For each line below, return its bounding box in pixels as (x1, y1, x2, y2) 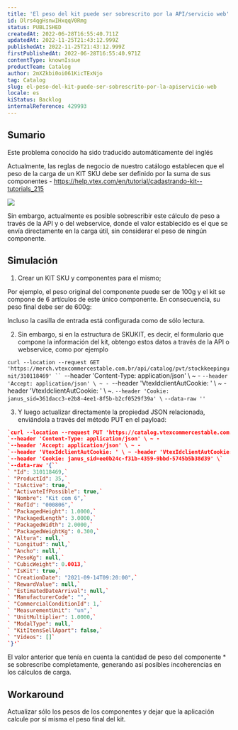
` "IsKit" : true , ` (7, 567, 62, 574)
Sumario (7, 129, 46, 141)
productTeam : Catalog (7, 63, 72, 70)
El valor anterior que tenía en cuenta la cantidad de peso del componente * (7, 653, 227, 661)
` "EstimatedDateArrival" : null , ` (7, 587, 110, 594)
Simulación (7, 255, 58, 267)
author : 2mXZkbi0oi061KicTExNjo (7, 70, 103, 77)
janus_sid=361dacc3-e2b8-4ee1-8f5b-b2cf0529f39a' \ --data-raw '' (7, 395, 206, 402)
